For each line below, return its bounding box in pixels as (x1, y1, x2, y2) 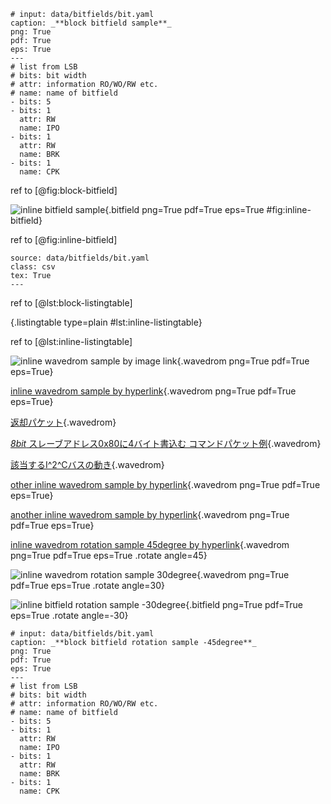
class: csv (10, 262, 56, 272)
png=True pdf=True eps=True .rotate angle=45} (10, 550, 208, 561)
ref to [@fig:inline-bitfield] (10, 234, 118, 245)
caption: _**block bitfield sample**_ (10, 18, 172, 28)
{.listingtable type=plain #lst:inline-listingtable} (10, 316, 203, 328)
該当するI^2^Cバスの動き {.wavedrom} (10, 459, 165, 470)
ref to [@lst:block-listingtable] (10, 297, 133, 309)
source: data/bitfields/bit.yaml (10, 253, 150, 263)
